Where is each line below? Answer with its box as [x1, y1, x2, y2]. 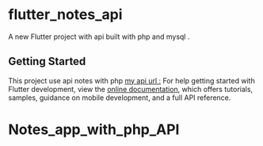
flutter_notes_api [8, 6, 123, 24]
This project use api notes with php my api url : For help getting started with [8, 75, 255, 85]
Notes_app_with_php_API [8, 121, 180, 138]
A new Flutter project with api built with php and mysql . [8, 32, 190, 41]
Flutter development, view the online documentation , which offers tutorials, [8, 84, 253, 94]
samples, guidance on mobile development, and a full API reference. [8, 93, 231, 102]
